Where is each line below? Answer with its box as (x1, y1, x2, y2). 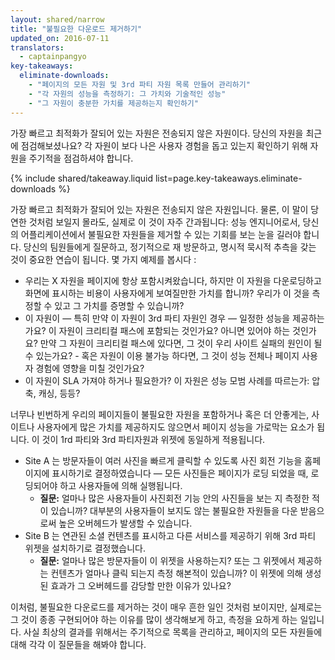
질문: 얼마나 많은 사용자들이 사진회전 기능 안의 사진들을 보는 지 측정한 (39, 492, 310, 504)
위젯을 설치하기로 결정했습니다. (24, 542, 147, 554)
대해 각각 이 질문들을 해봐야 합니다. (10, 638, 147, 650)
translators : (10, 42, 65, 53)
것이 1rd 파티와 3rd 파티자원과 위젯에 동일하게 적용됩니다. (41, 433, 266, 445)
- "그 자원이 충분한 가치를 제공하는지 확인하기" (28, 98, 199, 108)
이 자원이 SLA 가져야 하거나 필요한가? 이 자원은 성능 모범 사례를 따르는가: (24, 374, 310, 386)
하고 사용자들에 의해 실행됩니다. (59, 479, 183, 491)
